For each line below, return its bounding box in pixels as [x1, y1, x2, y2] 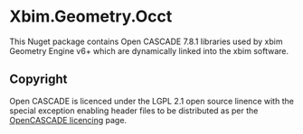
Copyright [9, 72, 68, 87]
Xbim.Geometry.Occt [9, 6, 173, 27]
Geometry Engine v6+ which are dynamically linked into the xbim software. [9, 45, 289, 56]
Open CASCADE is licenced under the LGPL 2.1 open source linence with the [9, 95, 294, 106]
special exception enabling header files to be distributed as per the [9, 105, 259, 116]
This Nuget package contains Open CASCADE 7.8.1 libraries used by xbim [9, 36, 283, 47]
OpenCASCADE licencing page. [9, 114, 128, 125]
